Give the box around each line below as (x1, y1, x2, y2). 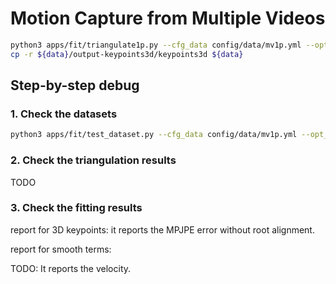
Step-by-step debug (10, 77, 140, 94)
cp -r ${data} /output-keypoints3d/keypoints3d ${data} (10, 49, 244, 59)
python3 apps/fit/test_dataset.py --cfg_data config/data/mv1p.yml (10, 130, 298, 140)
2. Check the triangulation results (10, 153, 177, 167)
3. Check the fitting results (10, 201, 143, 215)
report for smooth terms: (10, 243, 112, 255)
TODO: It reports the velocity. (10, 262, 132, 274)
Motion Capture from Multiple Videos (10, 7, 326, 30)
